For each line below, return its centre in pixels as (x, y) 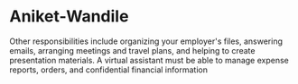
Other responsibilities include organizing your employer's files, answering (146, 41)
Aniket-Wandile (69, 17)
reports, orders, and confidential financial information (108, 70)
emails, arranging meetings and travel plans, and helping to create (132, 50)
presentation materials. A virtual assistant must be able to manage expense (149, 60)
